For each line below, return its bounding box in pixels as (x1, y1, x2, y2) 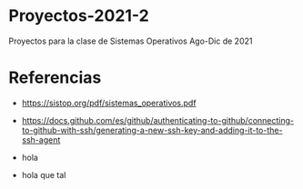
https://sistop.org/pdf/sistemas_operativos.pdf (21, 97, 197, 108)
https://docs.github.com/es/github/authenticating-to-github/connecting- (21, 114, 295, 125)
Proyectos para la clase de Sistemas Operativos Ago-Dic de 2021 (8, 35, 253, 46)
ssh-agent (21, 134, 61, 145)
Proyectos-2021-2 (8, 5, 149, 26)
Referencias (8, 67, 102, 88)
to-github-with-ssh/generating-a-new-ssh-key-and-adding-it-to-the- (21, 124, 283, 135)
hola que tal (21, 169, 66, 180)
